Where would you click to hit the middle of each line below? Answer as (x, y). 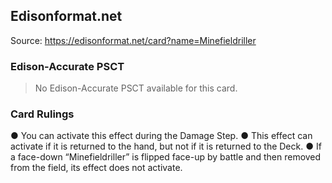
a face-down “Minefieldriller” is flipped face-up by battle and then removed (166, 157)
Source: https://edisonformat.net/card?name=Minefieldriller (133, 40)
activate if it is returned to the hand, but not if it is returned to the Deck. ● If (166, 146)
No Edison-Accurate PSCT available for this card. (136, 88)
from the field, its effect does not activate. (96, 168)
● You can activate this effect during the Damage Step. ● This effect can (161, 136)
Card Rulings (42, 114)
